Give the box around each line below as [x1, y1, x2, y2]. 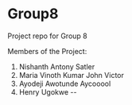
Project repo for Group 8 [7, 31, 88, 41]
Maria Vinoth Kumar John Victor [18, 70, 124, 80]
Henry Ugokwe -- [18, 87, 77, 96]
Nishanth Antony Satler [18, 61, 95, 72]
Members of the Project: [7, 46, 87, 56]
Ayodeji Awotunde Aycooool [18, 79, 111, 88]
